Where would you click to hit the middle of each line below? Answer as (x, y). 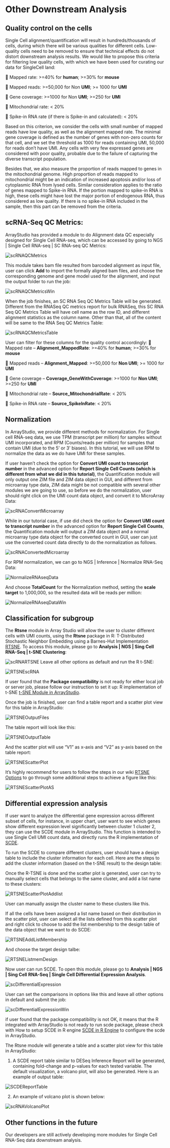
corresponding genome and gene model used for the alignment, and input (82, 276)
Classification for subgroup (49, 618)
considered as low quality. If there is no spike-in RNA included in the (77, 201)
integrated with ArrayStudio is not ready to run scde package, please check (84, 1025)
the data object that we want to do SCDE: (48, 930)
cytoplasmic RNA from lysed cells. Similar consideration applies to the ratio (84, 185)
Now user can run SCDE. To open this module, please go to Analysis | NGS (84, 969)
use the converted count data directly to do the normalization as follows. (81, 542)
